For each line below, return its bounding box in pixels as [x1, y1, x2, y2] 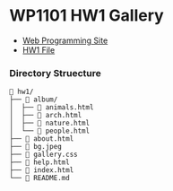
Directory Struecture [9, 66, 101, 79]
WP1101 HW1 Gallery [9, 5, 164, 26]
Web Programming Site [22, 35, 108, 46]
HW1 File [22, 44, 56, 55]
